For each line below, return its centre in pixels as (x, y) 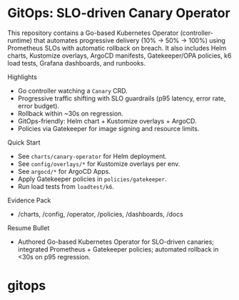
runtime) (20, 40)
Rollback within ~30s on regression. (70, 113)
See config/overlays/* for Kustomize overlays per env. (99, 164)
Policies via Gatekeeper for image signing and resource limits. (108, 128)
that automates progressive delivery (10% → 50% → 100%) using (130, 40)
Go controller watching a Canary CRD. (73, 90)
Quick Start (24, 142)
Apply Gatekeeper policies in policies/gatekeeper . (92, 179)
